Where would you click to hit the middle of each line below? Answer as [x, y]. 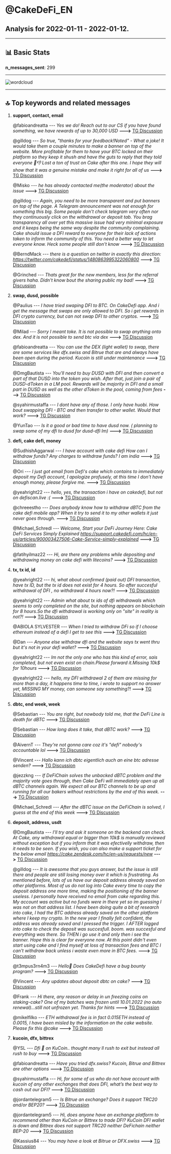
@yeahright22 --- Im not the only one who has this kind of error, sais [85, 657]
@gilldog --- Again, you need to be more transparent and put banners [86, 200]
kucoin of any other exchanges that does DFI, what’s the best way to [85, 1084]
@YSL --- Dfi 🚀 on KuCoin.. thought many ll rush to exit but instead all [86, 1048]
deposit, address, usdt [37, 822]
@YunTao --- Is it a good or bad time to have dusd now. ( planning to [85, 425]
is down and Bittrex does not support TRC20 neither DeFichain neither [86, 1125]
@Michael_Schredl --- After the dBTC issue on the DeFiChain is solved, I [89, 807]
